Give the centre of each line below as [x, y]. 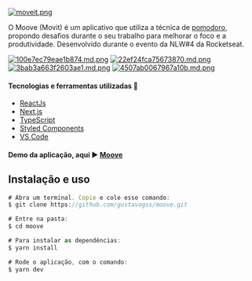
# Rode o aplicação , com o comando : [68, 262]
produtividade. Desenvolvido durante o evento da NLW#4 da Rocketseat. [126, 44]
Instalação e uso [49, 180]
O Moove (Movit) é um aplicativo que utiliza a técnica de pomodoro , [118, 27]
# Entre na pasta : [38, 219]
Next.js [31, 112]
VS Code [34, 137]
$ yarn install [33, 248]
